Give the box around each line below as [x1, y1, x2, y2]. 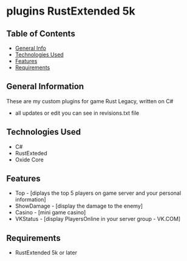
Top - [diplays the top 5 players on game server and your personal [15, 189, 182, 197]
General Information [6, 81, 84, 92]
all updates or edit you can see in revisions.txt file [15, 109, 140, 117]
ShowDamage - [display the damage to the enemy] [15, 202, 143, 210]
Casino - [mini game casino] [15, 209, 86, 216]
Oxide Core [15, 156, 44, 163]
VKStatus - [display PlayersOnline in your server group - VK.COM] [15, 215, 181, 223]
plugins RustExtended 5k [6, 4, 135, 18]
